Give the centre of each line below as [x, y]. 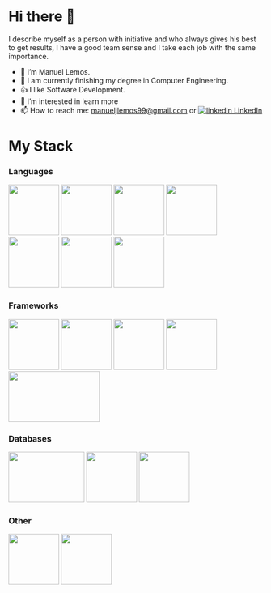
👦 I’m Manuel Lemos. [55, 71]
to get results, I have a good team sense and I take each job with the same [132, 47]
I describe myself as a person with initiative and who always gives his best [132, 39]
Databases [30, 438]
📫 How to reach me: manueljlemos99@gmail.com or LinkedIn [141, 110]
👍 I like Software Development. [72, 89]
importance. [29, 56]
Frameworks [34, 305]
